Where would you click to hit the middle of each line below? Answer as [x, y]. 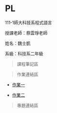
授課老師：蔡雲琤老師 [26, 33]
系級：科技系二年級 [24, 54]
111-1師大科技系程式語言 [28, 22]
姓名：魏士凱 [18, 43]
